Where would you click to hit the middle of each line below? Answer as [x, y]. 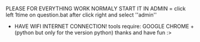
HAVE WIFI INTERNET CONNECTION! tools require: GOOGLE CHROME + [104, 26]
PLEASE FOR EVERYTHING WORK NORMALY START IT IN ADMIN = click [96, 9]
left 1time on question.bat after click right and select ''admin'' [81, 15]
